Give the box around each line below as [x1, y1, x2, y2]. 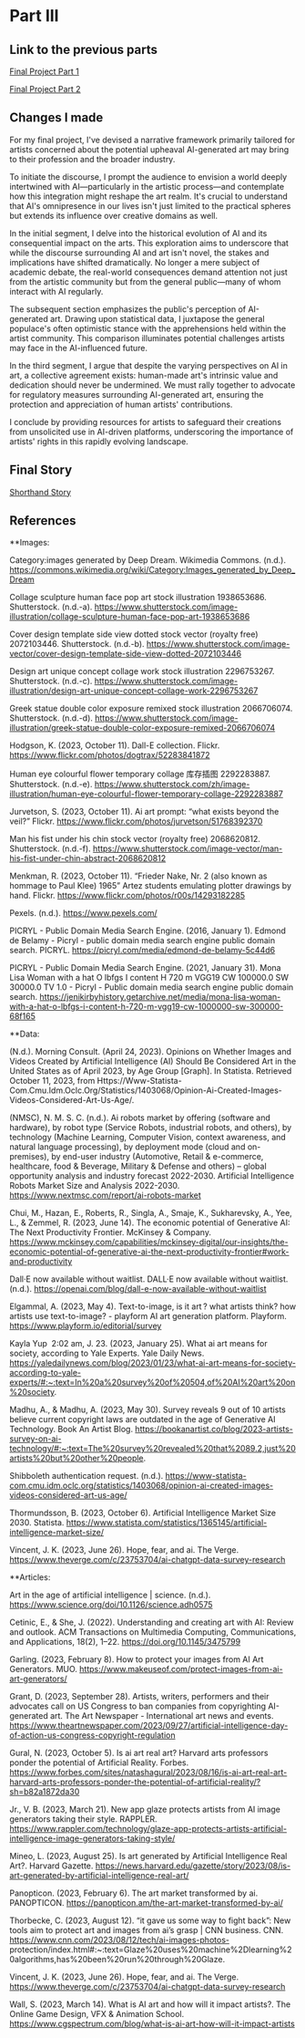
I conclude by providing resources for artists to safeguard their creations [9, 416, 282, 427]
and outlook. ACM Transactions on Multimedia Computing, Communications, [9, 1627, 297, 1638]
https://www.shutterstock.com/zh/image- [94, 779, 250, 790]
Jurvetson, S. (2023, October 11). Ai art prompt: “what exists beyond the [9, 806, 280, 817]
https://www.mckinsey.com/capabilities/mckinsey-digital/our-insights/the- [9, 1237, 289, 1248]
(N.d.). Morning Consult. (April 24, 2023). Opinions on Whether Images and [9, 1046, 292, 1057]
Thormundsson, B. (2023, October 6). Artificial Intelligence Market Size [9, 1507, 276, 1519]
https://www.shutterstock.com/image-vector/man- [92, 843, 283, 854]
